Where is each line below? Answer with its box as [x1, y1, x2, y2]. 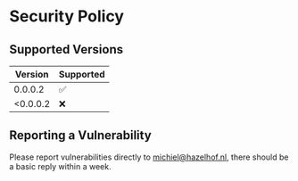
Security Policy [9, 6, 125, 27]
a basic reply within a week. [9, 160, 112, 171]
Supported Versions [9, 42, 123, 57]
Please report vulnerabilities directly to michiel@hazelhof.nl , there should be [9, 152, 289, 162]
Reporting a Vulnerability [9, 128, 152, 144]
